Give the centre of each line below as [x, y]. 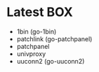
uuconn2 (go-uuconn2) [51, 61]
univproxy [31, 54]
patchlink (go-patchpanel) [54, 38]
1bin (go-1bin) [37, 31]
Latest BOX [40, 12]
